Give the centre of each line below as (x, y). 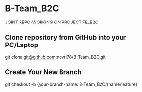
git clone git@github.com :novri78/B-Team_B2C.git (55, 57)
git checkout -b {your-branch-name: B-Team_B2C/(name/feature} (71, 84)
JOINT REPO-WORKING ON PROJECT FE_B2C (52, 22)
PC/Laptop (22, 45)
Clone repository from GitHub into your (66, 37)
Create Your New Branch (43, 72)
